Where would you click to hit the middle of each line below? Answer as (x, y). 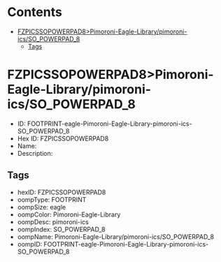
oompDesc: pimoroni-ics (53, 221)
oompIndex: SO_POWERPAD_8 (61, 229)
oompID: (30, 244)
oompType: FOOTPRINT (52, 199)
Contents (35, 12)
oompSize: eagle (42, 207)
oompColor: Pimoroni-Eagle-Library (69, 214)
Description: (35, 153)
